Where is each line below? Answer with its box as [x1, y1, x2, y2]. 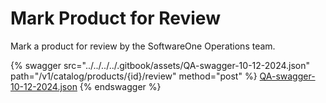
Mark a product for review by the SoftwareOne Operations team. [10, 40, 276, 52]
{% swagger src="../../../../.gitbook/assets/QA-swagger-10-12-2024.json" [10, 59, 311, 71]
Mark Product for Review [10, 7, 221, 30]
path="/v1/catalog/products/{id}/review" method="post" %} [10, 70, 258, 82]
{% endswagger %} [79, 80, 162, 92]
